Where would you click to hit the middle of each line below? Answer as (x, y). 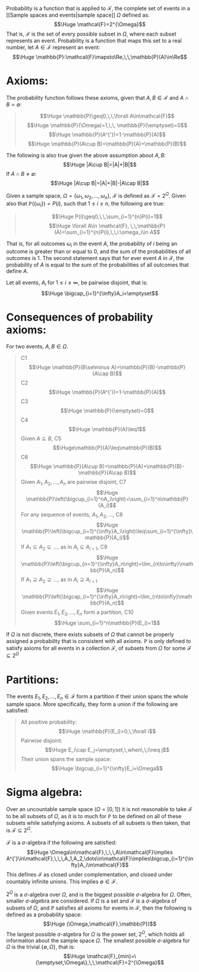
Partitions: (33, 680)
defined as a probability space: (44, 915)
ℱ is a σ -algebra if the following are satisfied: (61, 843)
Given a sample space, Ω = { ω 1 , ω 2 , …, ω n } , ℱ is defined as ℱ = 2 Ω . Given (96, 196)
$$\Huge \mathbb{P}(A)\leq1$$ (107, 429)
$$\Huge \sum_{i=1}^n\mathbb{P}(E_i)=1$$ (107, 623)
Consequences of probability (80, 317)
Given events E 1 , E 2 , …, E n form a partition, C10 (77, 612)
